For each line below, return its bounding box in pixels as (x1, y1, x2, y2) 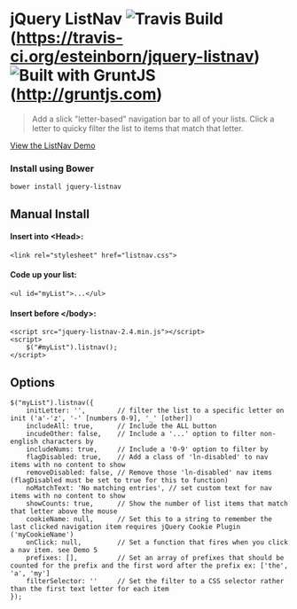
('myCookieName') (10, 530, 74, 540)
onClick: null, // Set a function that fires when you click (26, 538, 289, 547)
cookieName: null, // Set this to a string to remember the (26, 515, 273, 524)
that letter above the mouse (10, 507, 118, 516)
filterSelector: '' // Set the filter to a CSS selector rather (26, 577, 285, 586)
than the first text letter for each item (10, 585, 169, 594)
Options (10, 375, 56, 390)
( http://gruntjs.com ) (10, 84, 163, 105)
